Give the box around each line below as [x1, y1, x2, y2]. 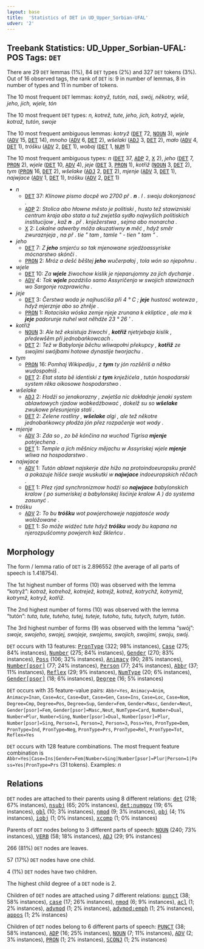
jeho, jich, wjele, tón [7, 100, 57, 107]
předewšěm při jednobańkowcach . [24, 335, 114, 342]
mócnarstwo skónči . [24, 251, 78, 258]
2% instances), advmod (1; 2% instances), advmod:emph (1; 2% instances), [7, 905, 195, 912]
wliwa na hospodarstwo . [24, 452, 89, 459]
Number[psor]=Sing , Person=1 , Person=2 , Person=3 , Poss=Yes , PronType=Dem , [7, 719, 190, 726]
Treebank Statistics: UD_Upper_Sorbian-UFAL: [7, 43, 186, 53]
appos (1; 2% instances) [7, 911, 68, 918]
